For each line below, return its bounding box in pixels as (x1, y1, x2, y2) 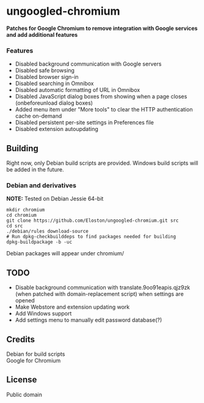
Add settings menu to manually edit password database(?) (15, 317, 162, 324)
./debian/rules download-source (6, 228, 89, 235)
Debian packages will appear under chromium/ (6, 250, 124, 257)
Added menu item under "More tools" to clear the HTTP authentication (15, 106, 193, 113)
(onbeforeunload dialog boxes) (15, 99, 93, 107)
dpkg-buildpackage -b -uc (6, 239, 72, 246)
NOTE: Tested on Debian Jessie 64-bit (6, 195, 104, 203)
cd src (6, 223, 23, 229)
